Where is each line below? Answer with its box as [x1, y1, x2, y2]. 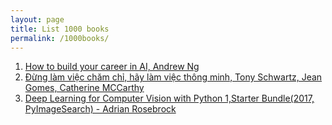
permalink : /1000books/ [10, 33, 110, 43]
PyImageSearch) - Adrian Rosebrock [24, 103, 177, 115]
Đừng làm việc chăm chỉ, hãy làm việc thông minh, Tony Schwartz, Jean [24, 71, 323, 83]
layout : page [10, 14, 65, 25]
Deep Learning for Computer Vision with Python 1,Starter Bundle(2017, [24, 92, 315, 105]
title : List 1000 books [10, 24, 110, 34]
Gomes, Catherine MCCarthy [24, 82, 145, 94]
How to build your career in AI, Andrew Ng [24, 61, 200, 73]
